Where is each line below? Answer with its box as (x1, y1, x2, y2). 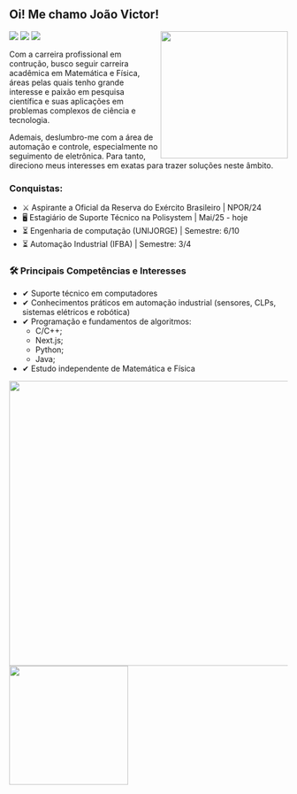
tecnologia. (9, 114, 50, 125)
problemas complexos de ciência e (9, 105, 136, 116)
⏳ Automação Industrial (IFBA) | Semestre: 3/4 (21, 239, 192, 250)
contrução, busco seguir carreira (9, 58, 129, 69)
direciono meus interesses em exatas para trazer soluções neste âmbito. (9, 159, 274, 171)
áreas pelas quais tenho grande (9, 77, 125, 88)
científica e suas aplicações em (9, 96, 124, 106)
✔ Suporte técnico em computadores (21, 288, 158, 299)
